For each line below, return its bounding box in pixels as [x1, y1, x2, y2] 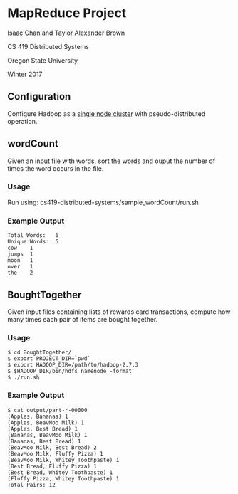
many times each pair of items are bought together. [7, 315, 158, 323]
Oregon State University [7, 56, 78, 65]
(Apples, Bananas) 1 [7, 413, 69, 420]
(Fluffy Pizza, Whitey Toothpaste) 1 [7, 475, 120, 482]
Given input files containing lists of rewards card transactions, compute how [7, 308, 231, 316]
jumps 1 [7, 251, 33, 258]
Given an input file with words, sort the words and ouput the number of [7, 157, 216, 165]
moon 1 [7, 257, 33, 264]
